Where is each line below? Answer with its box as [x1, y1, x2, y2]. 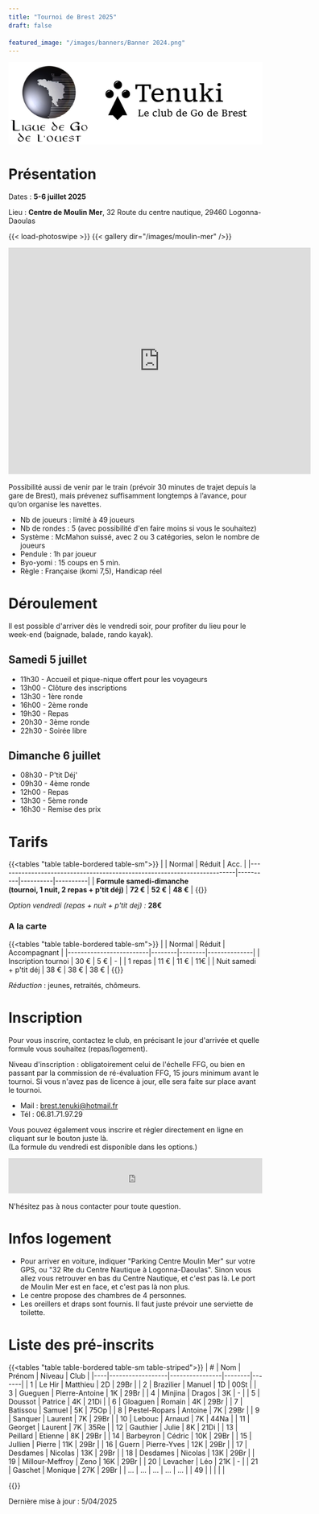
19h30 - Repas [19, 709, 69, 718]
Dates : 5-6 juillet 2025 [8, 192, 86, 201]
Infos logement [8, 1229, 112, 1247]
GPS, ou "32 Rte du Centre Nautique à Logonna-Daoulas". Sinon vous [19, 1264, 252, 1274]
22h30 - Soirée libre [19, 726, 87, 735]
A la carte [8, 920, 47, 932]
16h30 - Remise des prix [19, 805, 101, 814]
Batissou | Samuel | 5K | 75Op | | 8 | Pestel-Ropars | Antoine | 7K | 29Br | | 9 [8, 1405, 260, 1415]
